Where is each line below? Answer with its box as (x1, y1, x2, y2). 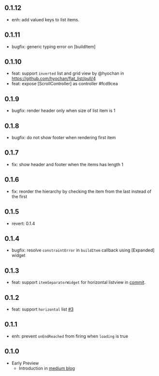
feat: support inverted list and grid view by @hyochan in (11, 70, 124, 77)
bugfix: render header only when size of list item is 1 (11, 108, 116, 113)
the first (11, 193, 28, 199)
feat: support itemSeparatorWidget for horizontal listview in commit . (11, 280, 146, 285)
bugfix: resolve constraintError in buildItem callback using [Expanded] (11, 247, 155, 253)
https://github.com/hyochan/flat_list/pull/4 (11, 76, 96, 81)
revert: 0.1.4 (11, 220, 35, 226)
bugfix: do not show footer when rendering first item (11, 135, 116, 141)
